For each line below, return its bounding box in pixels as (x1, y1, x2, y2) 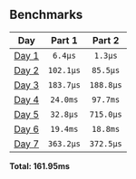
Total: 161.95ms (9, 160, 71, 171)
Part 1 (51, 33, 78, 46)
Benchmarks (9, 7, 83, 23)
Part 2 (92, 33, 120, 46)
